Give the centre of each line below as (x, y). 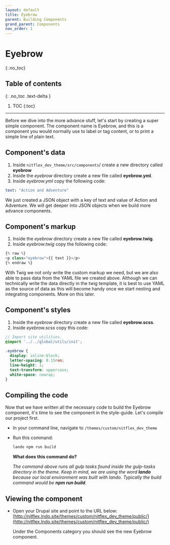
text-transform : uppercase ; (39, 370)
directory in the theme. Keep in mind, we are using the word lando (81, 472)
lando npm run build (34, 447)
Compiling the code (37, 395)
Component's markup (40, 226)
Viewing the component (44, 499)
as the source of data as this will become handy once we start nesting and (83, 289)
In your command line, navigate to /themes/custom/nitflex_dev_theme (85, 428)
